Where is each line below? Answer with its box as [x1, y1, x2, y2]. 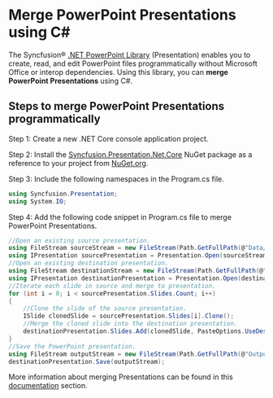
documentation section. [8, 381, 88, 391]
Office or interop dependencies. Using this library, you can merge [8, 67, 229, 77]
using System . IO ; [8, 197, 67, 205]
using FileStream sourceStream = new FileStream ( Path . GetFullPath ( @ [8, 244, 245, 252]
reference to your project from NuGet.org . [8, 158, 149, 168]
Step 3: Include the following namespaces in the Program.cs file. [8, 173, 225, 184]
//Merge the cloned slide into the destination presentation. [23, 320, 238, 328]
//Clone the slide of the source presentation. [23, 304, 187, 313]
